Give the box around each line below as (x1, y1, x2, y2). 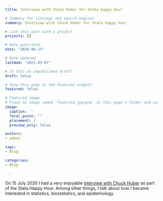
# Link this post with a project (5, 29, 73, 34)
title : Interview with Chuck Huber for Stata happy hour (5, 7, 123, 12)
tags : (5, 145, 16, 150)
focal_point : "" (9, 114, 42, 118)
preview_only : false (9, 122, 51, 128)
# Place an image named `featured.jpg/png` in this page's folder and (5, 100, 151, 105)
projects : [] (5, 33, 32, 39)
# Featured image (5, 96, 40, 100)
